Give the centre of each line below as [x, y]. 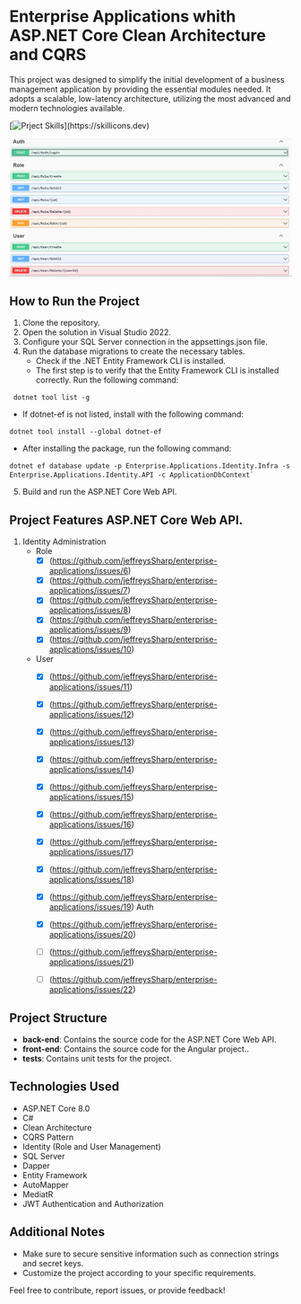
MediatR [38, 1194]
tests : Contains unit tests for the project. [97, 1059]
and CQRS [48, 55]
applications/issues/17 [90, 851]
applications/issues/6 [88, 571]
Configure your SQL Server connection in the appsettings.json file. [145, 342]
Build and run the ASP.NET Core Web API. [99, 492]
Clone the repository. [61, 323]
